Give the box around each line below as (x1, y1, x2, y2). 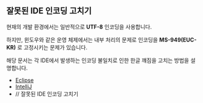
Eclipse (15, 76, 34, 83)
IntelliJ (15, 83, 32, 90)
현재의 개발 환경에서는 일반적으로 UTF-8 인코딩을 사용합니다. (6, 23, 152, 30)
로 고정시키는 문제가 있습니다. (17, 43, 87, 51)
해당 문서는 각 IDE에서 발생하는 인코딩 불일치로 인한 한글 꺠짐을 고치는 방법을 (6, 57, 190, 64)
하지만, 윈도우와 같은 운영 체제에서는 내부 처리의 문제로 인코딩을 (6, 36, 158, 43)
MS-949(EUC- (159, 36, 197, 43)
